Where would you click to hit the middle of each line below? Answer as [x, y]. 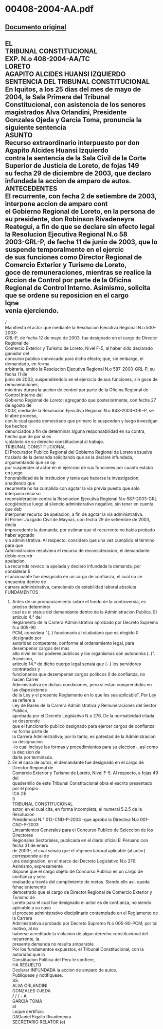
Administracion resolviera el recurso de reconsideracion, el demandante [77, 551]
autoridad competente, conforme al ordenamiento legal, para [73, 643]
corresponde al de [31, 856]
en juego [14, 473]
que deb [13, 509]
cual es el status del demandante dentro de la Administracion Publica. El [84, 612]
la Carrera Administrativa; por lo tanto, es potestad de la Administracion [84, 736]
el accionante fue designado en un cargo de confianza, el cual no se [74, 577]
